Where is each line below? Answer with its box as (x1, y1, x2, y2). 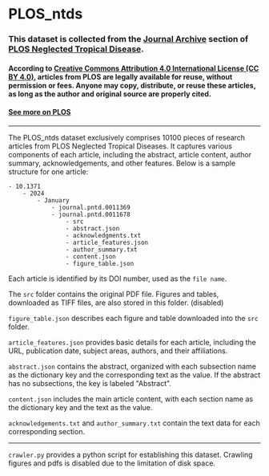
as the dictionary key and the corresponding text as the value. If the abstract (8, 370, 261, 380)
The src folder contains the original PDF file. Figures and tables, (8, 289, 219, 299)
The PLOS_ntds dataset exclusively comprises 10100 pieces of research (8, 132, 246, 142)
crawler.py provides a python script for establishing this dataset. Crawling (8, 450, 254, 459)
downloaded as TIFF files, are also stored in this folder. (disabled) (8, 298, 224, 307)
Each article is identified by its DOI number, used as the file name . (8, 274, 227, 283)
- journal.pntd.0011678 (50, 210, 130, 218)
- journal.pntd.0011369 (50, 203, 130, 211)
